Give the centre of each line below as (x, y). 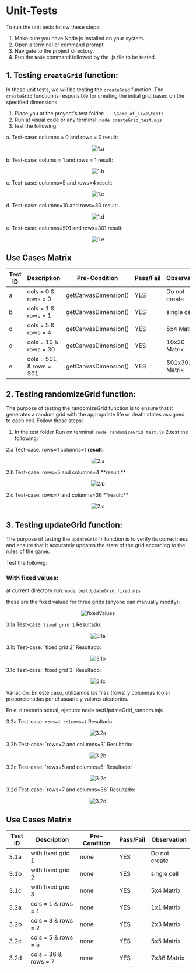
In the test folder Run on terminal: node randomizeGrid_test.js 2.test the (101, 432)
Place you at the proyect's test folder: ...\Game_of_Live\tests (89, 113)
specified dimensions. (33, 102)
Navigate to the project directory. (54, 50)
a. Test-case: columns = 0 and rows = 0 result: (62, 137)
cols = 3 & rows (52, 921)
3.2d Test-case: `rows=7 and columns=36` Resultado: (71, 790)
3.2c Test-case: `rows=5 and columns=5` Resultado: (69, 767)
